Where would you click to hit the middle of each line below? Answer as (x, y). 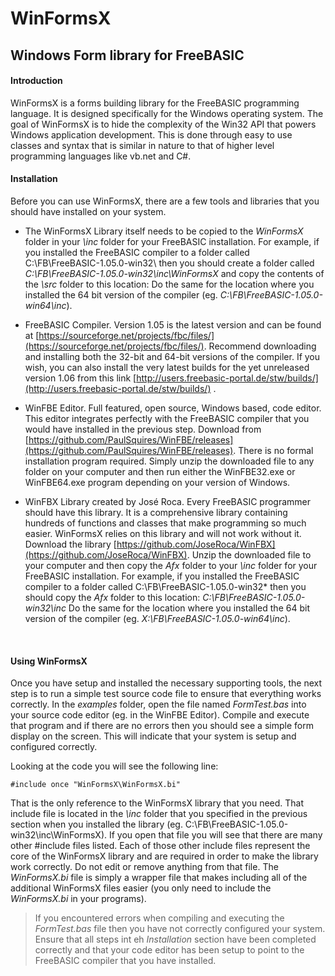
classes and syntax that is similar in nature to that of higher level (142, 145)
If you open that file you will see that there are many (215, 835)
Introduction (36, 81)
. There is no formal (273, 450)
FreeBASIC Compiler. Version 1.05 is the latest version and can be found (173, 324)
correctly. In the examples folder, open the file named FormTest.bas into (158, 704)
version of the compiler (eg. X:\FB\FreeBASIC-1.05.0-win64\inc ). (157, 618)
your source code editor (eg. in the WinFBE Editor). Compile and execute (160, 715)
